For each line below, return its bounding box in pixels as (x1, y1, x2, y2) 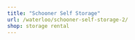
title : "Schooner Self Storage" (7, 9, 100, 17)
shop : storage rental (7, 22, 70, 29)
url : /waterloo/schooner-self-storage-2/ (7, 16, 129, 23)
